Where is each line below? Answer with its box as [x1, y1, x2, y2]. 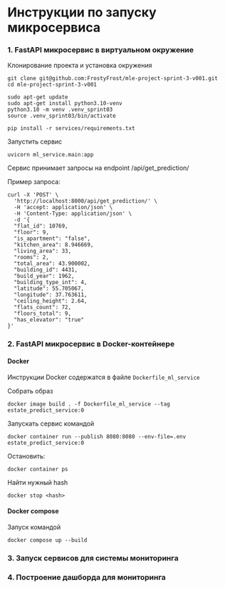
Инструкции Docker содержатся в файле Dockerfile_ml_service [7, 373, 200, 381]
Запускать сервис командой [7, 419, 95, 428]
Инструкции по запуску [7, 4, 157, 21]
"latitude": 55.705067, [14, 285, 84, 293]
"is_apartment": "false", [14, 235, 91, 243]
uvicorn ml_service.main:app [7, 151, 94, 158]
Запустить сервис [7, 137, 63, 146]
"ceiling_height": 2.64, [14, 298, 88, 305]
